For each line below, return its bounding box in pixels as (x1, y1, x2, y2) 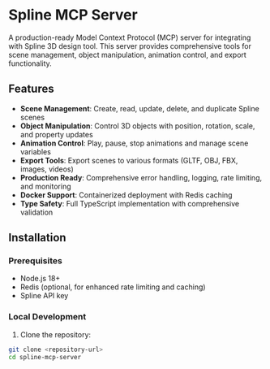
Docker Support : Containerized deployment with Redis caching (19, 189, 233, 200)
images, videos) (19, 164, 75, 174)
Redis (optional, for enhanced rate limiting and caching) (19, 282, 206, 292)
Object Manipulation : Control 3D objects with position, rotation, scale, (19, 120, 255, 131)
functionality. (8, 59, 53, 68)
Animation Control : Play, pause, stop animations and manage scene (19, 138, 249, 148)
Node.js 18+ (19, 274, 61, 284)
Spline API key (19, 291, 69, 301)
